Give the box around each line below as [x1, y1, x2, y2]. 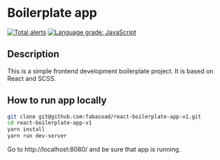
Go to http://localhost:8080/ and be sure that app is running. [7, 145, 181, 154]
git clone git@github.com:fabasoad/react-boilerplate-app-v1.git [7, 113, 201, 120]
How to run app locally [7, 94, 107, 106]
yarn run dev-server [7, 133, 68, 140]
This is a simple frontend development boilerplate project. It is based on [7, 66, 214, 75]
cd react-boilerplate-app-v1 [7, 119, 92, 126]
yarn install [7, 126, 45, 133]
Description [7, 48, 59, 60]
